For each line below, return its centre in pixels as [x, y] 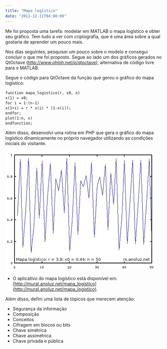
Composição [26, 314]
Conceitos [23, 319]
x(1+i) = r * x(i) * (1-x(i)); [38, 108]
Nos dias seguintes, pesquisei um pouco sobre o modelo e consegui [77, 52]
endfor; [13, 113]
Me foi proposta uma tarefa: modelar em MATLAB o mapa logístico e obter [83, 31]
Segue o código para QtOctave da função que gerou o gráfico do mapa [80, 77]
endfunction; [19, 123]
